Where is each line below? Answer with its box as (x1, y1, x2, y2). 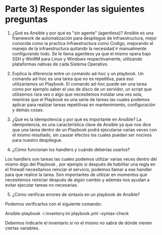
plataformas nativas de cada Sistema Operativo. (12, 61, 108, 67)
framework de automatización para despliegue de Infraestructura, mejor (12, 35, 157, 41)
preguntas (5, 14, 48, 25)
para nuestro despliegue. (12, 137, 63, 143)
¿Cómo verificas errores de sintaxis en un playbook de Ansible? (12, 192, 140, 197)
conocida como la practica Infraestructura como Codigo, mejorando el (12, 40, 153, 46)
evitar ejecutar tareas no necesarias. (5, 182, 79, 188)
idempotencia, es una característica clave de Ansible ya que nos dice (12, 121, 151, 128)
